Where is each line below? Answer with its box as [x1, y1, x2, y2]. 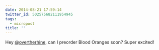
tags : [5, 16, 17, 21]
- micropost [10, 21, 35, 26]
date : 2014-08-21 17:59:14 [5, 7, 62, 12]
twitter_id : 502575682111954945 [5, 12, 73, 17]
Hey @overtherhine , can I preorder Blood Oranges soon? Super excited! [5, 39, 154, 45]
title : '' [5, 26, 26, 31]
